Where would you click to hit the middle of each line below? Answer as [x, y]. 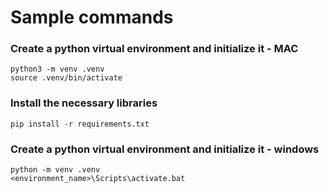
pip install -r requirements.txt [80, 124]
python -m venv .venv [55, 170]
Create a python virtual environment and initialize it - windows [165, 149]
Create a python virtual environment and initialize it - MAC [154, 49]
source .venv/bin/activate [66, 78]
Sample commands [92, 17]
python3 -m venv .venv [57, 69]
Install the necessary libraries [84, 103]
